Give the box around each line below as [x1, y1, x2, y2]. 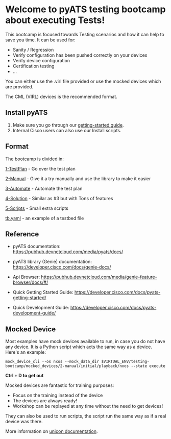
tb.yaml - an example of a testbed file [5, 215, 84, 221]
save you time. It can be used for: [5, 37, 76, 43]
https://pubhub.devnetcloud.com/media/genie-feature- [40, 274, 157, 280]
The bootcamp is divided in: [5, 156, 64, 162]
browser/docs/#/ [12, 279, 48, 285]
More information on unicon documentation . [5, 428, 98, 434]
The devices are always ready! [12, 398, 78, 404]
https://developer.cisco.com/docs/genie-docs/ [12, 264, 111, 270]
